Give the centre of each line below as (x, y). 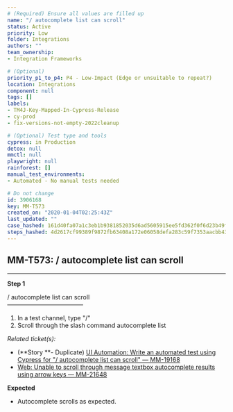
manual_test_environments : (46, 174)
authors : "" (24, 46)
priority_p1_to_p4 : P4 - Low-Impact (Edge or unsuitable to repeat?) (110, 78)
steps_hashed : (28, 232)
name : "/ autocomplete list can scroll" (67, 20)
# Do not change (31, 193)
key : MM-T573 (26, 206)
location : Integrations (42, 84)
